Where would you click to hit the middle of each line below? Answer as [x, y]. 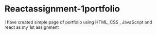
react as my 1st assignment [32, 27]
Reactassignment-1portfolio [62, 9]
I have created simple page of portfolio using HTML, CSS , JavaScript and [78, 22]
